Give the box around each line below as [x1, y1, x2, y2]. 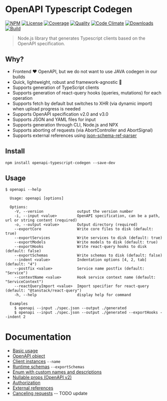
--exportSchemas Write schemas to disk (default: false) [14, 253, 163, 258]
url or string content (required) [5, 218, 78, 223]
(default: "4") [5, 262, 37, 267]
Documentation [5, 331, 72, 342]
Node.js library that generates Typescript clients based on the [17, 35, 145, 41]
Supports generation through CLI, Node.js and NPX [12, 121, 119, 127]
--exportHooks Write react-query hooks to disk [14, 244, 147, 249]
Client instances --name [12, 358, 61, 364]
